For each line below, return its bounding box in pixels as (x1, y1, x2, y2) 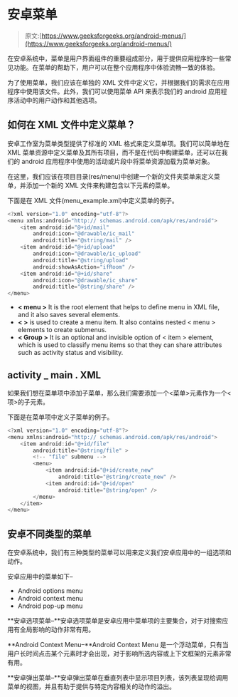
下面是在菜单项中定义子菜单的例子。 (7, 413, 114, 421)
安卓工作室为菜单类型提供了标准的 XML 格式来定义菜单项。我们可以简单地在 (7, 139, 229, 148)
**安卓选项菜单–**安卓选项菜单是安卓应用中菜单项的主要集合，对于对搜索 (7, 616, 222, 625)
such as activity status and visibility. (17, 348, 124, 357)
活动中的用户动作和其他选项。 (13, 95, 101, 104)
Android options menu (17, 587, 83, 595)
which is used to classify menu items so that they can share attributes (17, 341, 222, 349)
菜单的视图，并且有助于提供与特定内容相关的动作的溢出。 (7, 682, 175, 691)
